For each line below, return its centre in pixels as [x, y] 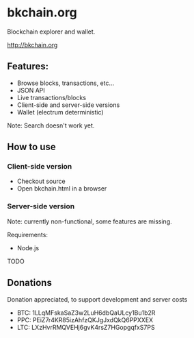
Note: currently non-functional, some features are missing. [89, 221]
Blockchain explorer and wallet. [51, 32]
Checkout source [41, 181]
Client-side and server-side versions [68, 105]
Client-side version [40, 167]
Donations [30, 283]
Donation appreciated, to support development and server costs [97, 299]
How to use [31, 147]
